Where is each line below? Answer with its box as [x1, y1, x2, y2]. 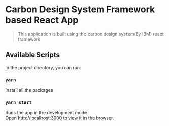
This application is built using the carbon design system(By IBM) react [17, 31, 164, 37]
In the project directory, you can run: [5, 64, 81, 70]
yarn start [5, 99, 32, 105]
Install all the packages [5, 87, 53, 93]
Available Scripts [5, 51, 60, 59]
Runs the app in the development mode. [5, 110, 89, 116]
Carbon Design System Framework [5, 4, 155, 15]
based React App [5, 14, 79, 26]
